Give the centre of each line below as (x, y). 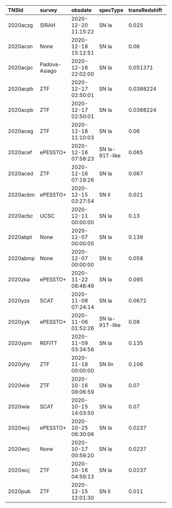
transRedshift (145, 10)
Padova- (51, 64)
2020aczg (20, 25)
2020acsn (20, 46)
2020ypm (20, 343)
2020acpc (20, 68)
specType (111, 10)
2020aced (20, 173)
